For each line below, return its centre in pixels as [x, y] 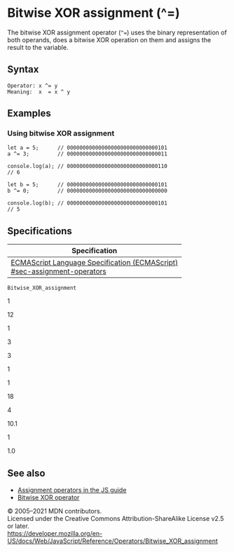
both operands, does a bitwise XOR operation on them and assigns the [109, 39]
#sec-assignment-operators [58, 271]
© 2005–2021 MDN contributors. [55, 511]
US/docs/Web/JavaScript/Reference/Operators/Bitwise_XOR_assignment [113, 541]
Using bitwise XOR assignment [61, 134]
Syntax [23, 69]
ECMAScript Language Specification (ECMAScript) [95, 263]
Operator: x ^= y [33, 86]
